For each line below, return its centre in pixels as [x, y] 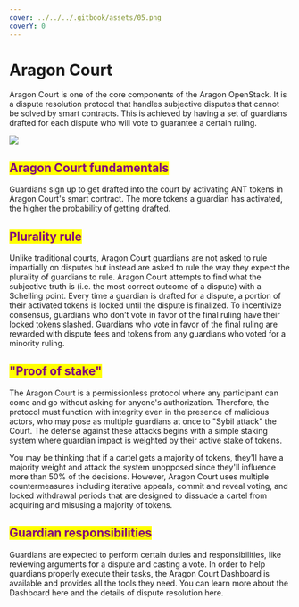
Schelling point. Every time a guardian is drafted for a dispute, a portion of [145, 296]
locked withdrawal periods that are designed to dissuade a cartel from [138, 495]
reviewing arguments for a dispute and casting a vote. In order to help [137, 564]
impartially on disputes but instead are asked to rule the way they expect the [149, 268]
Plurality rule [46, 236]
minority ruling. [37, 344]
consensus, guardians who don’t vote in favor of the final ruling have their [145, 315]
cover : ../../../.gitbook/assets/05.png [86, 17]
